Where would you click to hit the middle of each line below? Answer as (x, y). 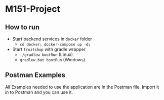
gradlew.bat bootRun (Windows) (52, 60)
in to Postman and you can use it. (39, 92)
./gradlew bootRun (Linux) (46, 54)
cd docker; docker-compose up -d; (55, 45)
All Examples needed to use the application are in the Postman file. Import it (82, 87)
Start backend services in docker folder (52, 39)
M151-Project (33, 9)
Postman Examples (35, 75)
